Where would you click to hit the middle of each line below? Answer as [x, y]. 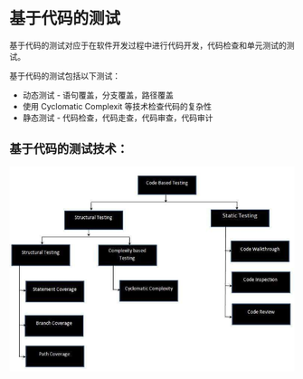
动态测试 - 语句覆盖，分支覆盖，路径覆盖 [98, 95]
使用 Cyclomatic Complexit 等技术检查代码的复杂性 [117, 106]
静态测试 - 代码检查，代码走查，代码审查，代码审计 [118, 118]
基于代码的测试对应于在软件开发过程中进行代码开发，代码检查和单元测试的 [148, 45]
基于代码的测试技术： [69, 149]
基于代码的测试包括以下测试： [65, 76]
